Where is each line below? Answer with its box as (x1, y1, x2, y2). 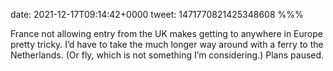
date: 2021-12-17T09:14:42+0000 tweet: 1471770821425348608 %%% (10, 9, 304, 20)
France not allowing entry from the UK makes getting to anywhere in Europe (10, 28, 323, 39)
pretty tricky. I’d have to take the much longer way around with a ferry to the (10, 39, 324, 50)
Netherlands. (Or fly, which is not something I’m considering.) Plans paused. (10, 49, 325, 61)
